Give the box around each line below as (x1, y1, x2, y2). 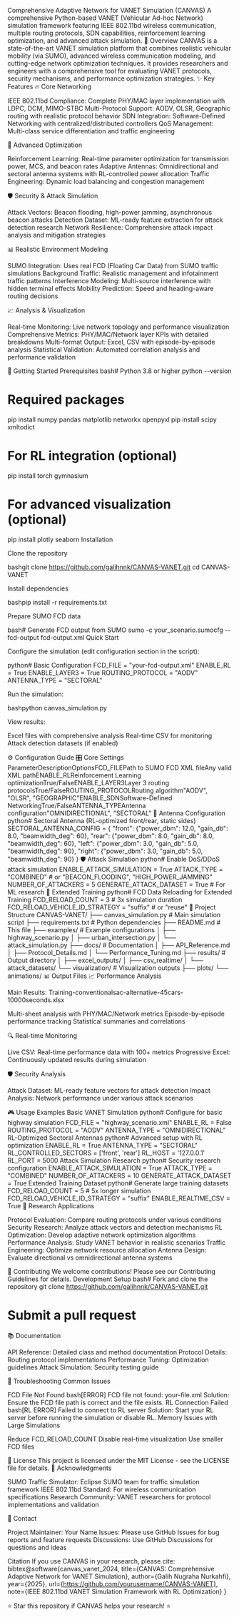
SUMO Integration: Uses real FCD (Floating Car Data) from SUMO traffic (7, 262, 219, 270)
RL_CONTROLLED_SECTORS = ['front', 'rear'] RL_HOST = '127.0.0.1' (7, 1148, 205, 1157)
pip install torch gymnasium (7, 471, 89, 480)
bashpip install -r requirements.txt (7, 598, 107, 606)
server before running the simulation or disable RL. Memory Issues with (7, 1413, 218, 1422)
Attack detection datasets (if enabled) (7, 738, 118, 748)
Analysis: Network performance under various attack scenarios (7, 1093, 194, 1102)
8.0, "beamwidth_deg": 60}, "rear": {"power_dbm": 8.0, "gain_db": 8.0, (7, 831, 214, 840)
